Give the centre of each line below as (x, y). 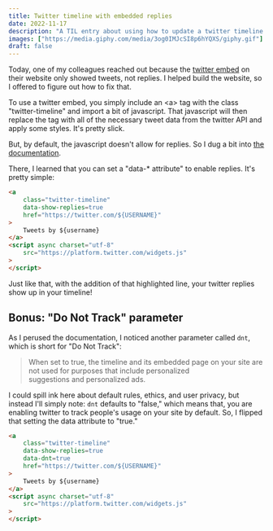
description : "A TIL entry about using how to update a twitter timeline (136, 31)
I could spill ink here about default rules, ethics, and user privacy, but (124, 395)
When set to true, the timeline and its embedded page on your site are (145, 362)
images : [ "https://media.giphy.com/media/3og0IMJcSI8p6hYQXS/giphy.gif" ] (136, 39)
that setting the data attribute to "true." (73, 421)
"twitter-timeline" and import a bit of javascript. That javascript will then (128, 112)
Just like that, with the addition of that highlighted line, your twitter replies (132, 283)
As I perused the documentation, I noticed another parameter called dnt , (129, 337)
